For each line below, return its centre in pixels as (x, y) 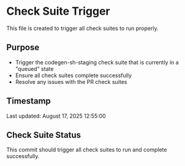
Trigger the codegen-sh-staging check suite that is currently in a (97, 62)
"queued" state (34, 69)
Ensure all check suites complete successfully (74, 75)
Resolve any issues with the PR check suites (71, 81)
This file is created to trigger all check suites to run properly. (82, 28)
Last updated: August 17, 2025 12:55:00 (56, 116)
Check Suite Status (44, 135)
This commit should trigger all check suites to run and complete (87, 150)
